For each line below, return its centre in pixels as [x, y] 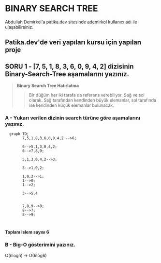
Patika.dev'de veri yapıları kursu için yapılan [73, 42]
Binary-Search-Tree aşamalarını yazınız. [67, 74]
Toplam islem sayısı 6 [27, 232]
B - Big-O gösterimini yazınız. [40, 245]
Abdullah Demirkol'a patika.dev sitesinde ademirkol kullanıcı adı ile [71, 22]
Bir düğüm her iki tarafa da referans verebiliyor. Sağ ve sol [87, 95]
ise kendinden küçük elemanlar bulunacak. [72, 105]
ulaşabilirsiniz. [19, 27]
